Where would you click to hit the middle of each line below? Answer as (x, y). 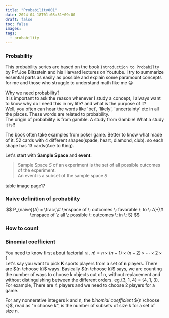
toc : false (17, 24)
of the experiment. (37, 170)
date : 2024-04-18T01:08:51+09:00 (40, 15)
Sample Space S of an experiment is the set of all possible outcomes (89, 165)
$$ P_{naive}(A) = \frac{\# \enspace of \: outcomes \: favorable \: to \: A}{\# (85, 210)
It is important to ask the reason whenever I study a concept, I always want (83, 98)
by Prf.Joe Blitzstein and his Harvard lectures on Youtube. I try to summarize (84, 72)
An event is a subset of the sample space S (63, 176)
